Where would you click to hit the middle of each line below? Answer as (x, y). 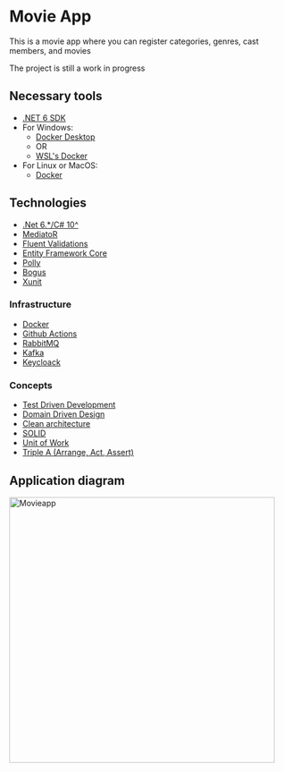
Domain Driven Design (63, 414)
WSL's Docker (61, 156)
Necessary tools (56, 96)
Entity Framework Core (64, 253)
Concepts (31, 385)
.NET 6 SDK (44, 117)
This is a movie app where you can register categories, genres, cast (134, 41)
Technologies (48, 203)
